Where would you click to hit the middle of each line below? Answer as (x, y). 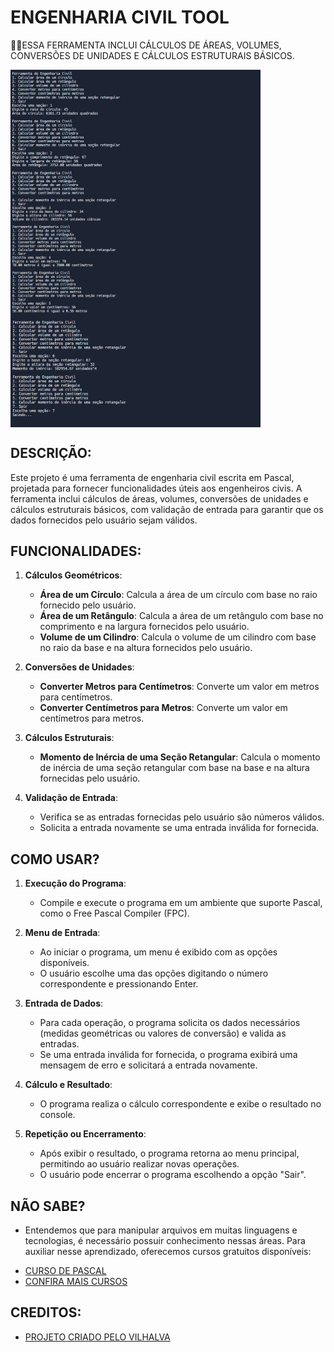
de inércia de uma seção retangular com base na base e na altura (174, 768)
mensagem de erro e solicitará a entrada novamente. (148, 1065)
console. (57, 1115)
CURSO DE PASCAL (65, 1271)
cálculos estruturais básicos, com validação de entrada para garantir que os (167, 509)
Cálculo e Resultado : (68, 1085)
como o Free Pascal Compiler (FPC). (114, 913)
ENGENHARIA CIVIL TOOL (120, 17)
